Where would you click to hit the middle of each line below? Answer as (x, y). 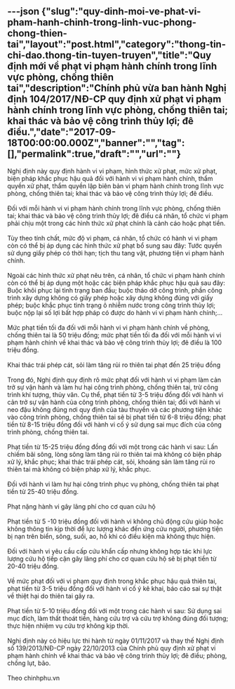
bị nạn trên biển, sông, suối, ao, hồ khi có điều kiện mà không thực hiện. (112, 536)
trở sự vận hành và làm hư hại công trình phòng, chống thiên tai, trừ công (113, 387)
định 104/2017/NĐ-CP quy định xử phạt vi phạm (114, 99)
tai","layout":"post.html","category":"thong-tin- (117, 45)
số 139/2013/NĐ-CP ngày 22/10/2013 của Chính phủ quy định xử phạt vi (112, 648)
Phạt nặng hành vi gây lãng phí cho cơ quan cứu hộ (82, 506)
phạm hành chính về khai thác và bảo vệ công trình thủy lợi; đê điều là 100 (115, 342)
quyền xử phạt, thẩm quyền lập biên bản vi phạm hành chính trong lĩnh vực (116, 186)
